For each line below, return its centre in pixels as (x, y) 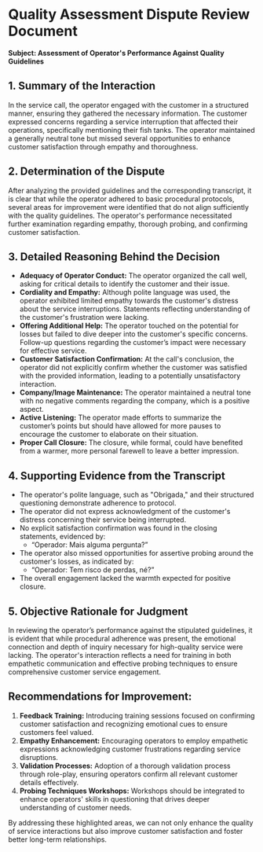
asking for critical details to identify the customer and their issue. (124, 284)
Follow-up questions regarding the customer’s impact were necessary (133, 343)
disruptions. (39, 757)
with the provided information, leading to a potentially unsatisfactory (130, 376)
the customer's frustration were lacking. (84, 318)
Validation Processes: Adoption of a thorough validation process (125, 766)
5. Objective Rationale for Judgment (98, 611)
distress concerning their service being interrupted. (103, 520)
